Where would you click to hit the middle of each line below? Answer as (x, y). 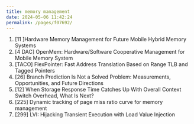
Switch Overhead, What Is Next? (54, 96)
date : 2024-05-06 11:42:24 (39, 17)
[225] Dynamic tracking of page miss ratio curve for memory (89, 102)
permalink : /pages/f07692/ (39, 22)
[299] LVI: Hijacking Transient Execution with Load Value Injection (95, 115)
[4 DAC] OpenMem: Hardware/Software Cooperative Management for (100, 52)
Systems (25, 45)
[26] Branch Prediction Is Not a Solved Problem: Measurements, (93, 77)
